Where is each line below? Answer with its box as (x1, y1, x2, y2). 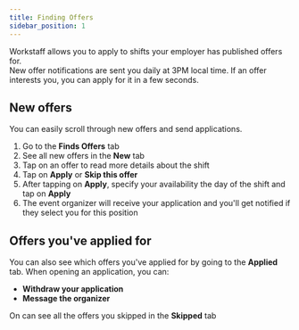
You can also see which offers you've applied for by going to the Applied (9, 257, 278, 268)
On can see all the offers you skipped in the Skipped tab (9, 310, 217, 321)
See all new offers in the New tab (21, 151, 145, 161)
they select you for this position (21, 207, 138, 219)
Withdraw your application (21, 284, 124, 294)
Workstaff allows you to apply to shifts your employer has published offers (9, 45, 283, 56)
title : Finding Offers (9, 12, 94, 22)
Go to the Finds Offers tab (21, 141, 120, 152)
